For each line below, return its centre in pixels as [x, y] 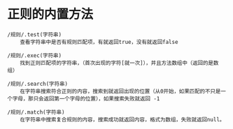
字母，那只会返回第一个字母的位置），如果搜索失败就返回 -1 [86, 98]
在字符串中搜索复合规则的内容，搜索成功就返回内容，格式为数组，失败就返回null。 [122, 119]
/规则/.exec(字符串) [34, 55]
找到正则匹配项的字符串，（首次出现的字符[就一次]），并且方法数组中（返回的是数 [119, 63]
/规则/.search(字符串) [38, 84]
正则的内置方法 [50, 14]
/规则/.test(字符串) [34, 35]
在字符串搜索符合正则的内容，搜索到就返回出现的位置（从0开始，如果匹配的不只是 [120, 91]
